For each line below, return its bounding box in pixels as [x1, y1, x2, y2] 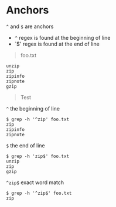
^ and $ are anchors [6, 23, 54, 30]
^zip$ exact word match [6, 179, 64, 186]
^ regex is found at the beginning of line [14, 34, 111, 41]
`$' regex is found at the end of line [14, 40, 100, 47]
